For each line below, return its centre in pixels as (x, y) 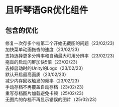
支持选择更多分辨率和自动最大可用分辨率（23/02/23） (61, 56)
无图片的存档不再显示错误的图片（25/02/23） (52, 99)
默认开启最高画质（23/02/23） (37, 74)
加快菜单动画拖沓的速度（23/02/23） (43, 49)
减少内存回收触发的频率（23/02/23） (43, 81)
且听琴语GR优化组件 (47, 10)
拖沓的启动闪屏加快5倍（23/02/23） (43, 62)
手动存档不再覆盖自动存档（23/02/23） (46, 87)
